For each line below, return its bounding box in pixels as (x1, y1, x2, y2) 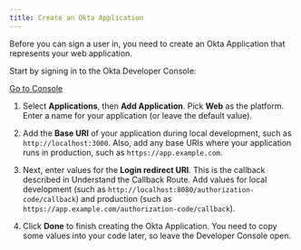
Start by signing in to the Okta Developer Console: (9, 65, 197, 76)
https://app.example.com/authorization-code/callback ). (22, 203, 236, 214)
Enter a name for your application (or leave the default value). (22, 110, 252, 120)
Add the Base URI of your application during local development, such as (22, 128, 292, 139)
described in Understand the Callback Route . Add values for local (22, 174, 267, 185)
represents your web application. (9, 47, 133, 59)
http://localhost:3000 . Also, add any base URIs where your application (22, 137, 292, 148)
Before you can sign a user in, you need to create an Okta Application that (9, 38, 286, 49)
